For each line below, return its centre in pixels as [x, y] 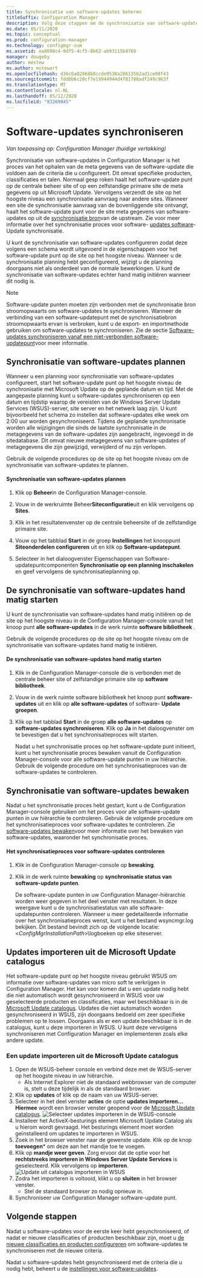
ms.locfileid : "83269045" [39, 102]
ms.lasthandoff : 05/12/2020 [42, 96]
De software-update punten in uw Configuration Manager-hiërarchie [100, 894]
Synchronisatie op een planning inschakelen [137, 565]
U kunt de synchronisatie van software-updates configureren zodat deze [97, 242]
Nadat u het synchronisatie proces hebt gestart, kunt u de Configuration [96, 805]
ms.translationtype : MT [36, 85]
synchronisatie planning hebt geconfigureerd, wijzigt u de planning [90, 262]
